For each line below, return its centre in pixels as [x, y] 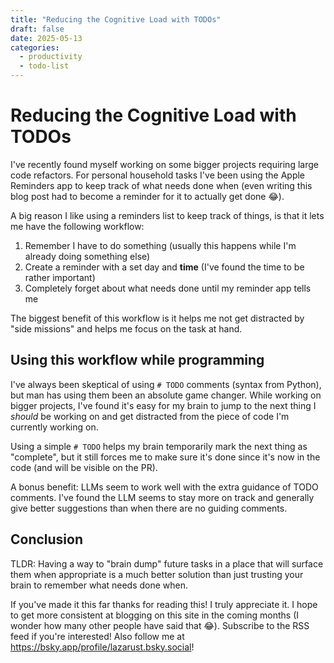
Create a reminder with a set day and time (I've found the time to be [164, 267]
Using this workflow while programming [137, 360]
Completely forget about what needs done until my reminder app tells [168, 288]
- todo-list [44, 66]
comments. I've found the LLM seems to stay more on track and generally [162, 497]
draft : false [37, 29]
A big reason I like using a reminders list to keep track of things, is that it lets [167, 215]
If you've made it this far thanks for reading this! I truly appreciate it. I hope [164, 604]
